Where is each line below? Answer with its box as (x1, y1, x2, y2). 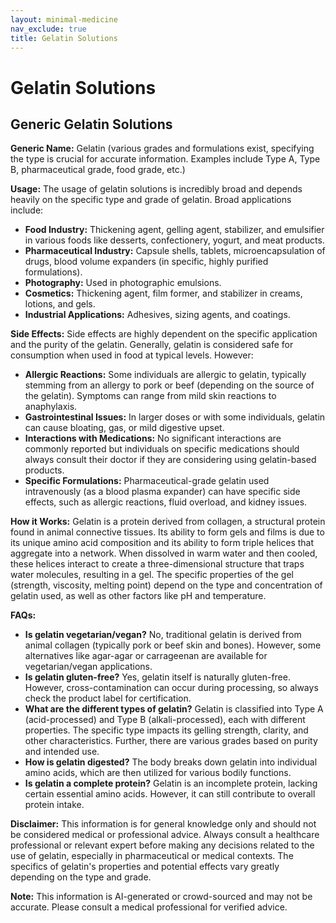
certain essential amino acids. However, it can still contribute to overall (24, 788, 316, 800)
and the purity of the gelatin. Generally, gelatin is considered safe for (10, 339, 294, 351)
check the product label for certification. (24, 692, 192, 705)
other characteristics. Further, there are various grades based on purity (24, 735, 318, 747)
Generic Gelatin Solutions (10, 116, 173, 133)
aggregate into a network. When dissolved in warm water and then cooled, (10, 547, 318, 560)
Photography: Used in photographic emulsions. (24, 277, 222, 289)
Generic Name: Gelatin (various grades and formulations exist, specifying (10, 142, 315, 155)
